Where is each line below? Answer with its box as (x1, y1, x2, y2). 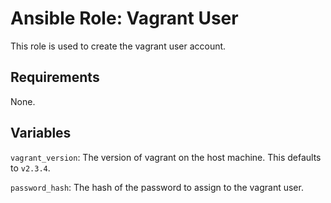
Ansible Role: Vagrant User (10, 7, 239, 30)
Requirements (10, 69, 100, 86)
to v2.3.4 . (10, 162, 51, 174)
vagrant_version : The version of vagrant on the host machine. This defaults (10, 151, 322, 163)
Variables (10, 125, 72, 142)
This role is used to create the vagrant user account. (10, 40, 227, 52)
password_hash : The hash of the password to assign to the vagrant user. (10, 181, 304, 193)
